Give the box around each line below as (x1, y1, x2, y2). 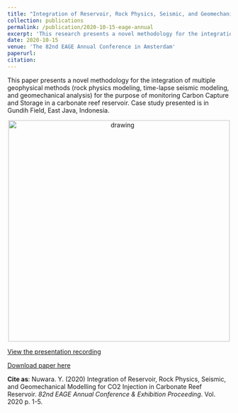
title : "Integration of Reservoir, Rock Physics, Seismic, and (7, 10, 198, 18)
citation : (7, 57, 37, 64)
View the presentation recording (7, 347, 101, 356)
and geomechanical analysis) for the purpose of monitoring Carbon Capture (7, 91, 229, 99)
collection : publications (7, 17, 84, 24)
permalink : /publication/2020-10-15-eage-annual (7, 23, 154, 30)
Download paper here (7, 361, 71, 369)
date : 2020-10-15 (7, 37, 59, 44)
